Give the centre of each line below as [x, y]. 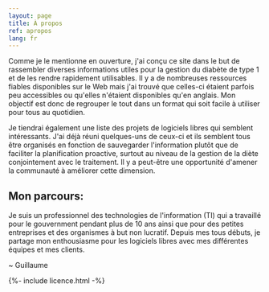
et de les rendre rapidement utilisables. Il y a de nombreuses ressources [128, 78]
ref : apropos [30, 31]
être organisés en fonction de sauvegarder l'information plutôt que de [123, 145]
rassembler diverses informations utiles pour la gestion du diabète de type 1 [134, 70]
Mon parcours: [46, 196]
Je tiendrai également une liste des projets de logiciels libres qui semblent [131, 128]
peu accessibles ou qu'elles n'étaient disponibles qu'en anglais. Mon [122, 95]
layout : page [30, 16]
